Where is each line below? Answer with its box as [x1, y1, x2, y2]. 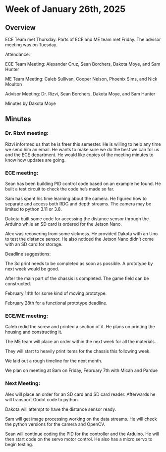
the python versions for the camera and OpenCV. [5, 421, 106, 427]
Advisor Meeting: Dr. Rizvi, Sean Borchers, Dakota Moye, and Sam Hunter [5, 91, 156, 96]
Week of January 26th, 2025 [5, 3, 126, 15]
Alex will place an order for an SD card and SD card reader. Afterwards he [5, 391, 156, 397]
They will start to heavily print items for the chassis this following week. [5, 348, 151, 354]
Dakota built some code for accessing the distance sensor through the [5, 215, 149, 222]
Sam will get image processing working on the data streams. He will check [5, 416, 157, 422]
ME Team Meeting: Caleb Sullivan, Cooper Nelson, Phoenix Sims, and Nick [5, 76, 158, 82]
